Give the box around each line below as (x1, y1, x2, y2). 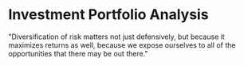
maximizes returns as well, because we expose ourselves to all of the (8, 40, 236, 49)
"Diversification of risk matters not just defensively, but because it (8, 32, 225, 41)
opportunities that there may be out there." (8, 49, 149, 58)
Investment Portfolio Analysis (8, 6, 209, 24)
